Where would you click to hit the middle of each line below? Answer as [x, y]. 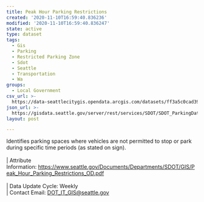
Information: [22, 167]
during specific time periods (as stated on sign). [66, 148]
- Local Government [36, 91]
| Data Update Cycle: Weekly [42, 186]
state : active [24, 29]
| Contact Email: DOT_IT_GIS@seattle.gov [58, 193]
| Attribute [19, 160]
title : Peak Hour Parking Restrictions [57, 12]
